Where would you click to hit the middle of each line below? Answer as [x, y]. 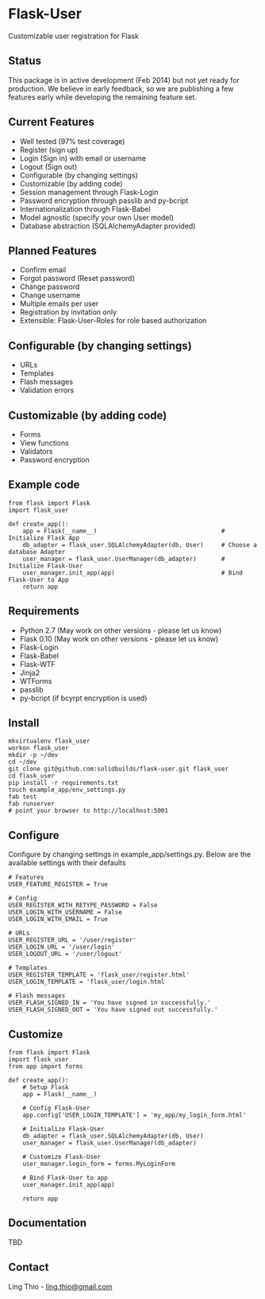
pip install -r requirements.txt [63, 783]
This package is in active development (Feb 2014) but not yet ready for [124, 80]
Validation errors [47, 390]
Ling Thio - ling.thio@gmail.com [60, 1286]
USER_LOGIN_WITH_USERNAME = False [65, 912]
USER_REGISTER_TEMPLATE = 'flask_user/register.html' [99, 975]
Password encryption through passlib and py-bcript [104, 201]
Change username [50, 295]
